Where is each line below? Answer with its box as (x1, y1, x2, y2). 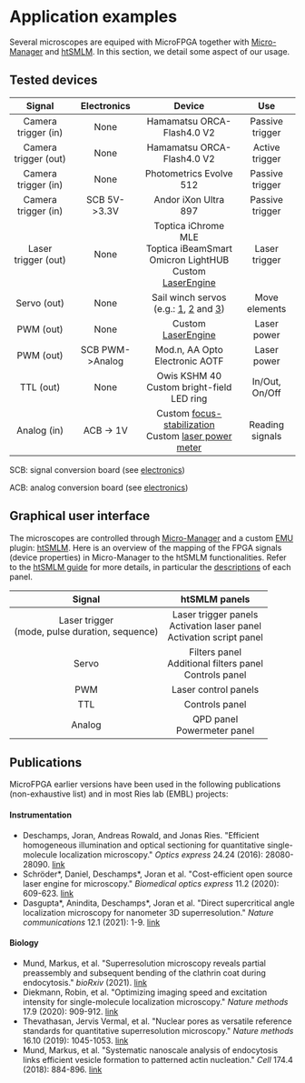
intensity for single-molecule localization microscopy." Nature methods (22, 996, 289, 1007)
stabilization (162, 418, 215, 431)
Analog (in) (16, 424, 64, 436)
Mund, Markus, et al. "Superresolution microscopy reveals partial (22, 958, 266, 968)
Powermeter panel (175, 724, 255, 737)
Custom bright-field (146, 380, 232, 393)
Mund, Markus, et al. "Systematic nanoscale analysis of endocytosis (22, 1044, 279, 1056)
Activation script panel (167, 630, 263, 643)
